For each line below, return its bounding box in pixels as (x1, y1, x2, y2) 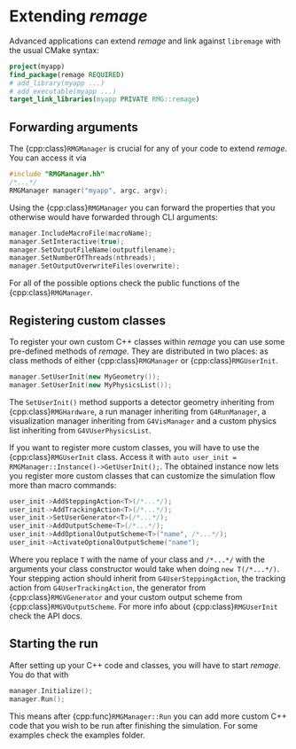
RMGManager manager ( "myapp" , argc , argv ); (9, 186, 168, 195)
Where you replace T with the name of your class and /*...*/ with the (9, 554, 266, 565)
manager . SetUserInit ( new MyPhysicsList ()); (9, 380, 173, 389)
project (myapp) (9, 62, 66, 71)
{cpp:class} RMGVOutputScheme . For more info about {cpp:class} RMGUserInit (9, 601, 278, 612)
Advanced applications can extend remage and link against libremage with (9, 35, 281, 46)
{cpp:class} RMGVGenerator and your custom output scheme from (9, 591, 243, 602)
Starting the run (9, 636, 99, 651)
